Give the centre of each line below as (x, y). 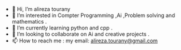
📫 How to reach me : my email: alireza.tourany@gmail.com (85, 41)
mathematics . (29, 21)
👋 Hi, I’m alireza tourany (41, 9)
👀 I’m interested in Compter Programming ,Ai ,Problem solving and (93, 15)
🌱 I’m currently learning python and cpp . (62, 28)
